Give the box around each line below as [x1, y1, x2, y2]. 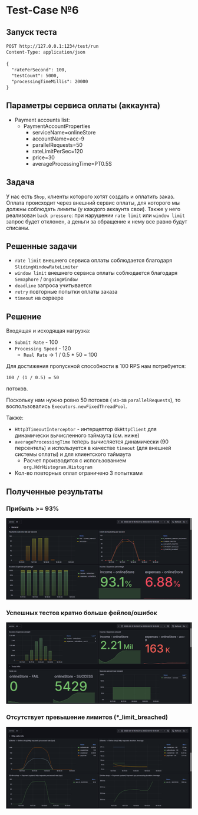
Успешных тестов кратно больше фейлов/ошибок [6, 609, 157, 617]
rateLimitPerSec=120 [32, 147, 84, 155]
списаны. [6, 224, 30, 231]
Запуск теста [6, 27, 57, 37]
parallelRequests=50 [32, 141, 83, 148]
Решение [6, 311, 42, 321]
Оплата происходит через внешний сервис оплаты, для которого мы [6, 199, 180, 206]
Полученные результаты [6, 487, 103, 497]
